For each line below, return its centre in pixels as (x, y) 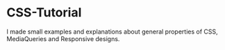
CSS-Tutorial (44, 13)
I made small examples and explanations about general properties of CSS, (112, 32)
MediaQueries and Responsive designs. (63, 38)
